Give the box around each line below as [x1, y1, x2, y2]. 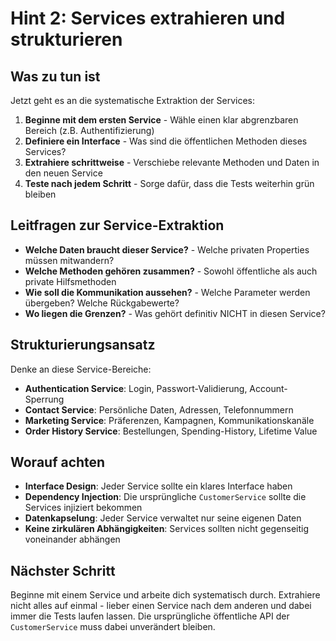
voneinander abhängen [24, 533, 121, 546]
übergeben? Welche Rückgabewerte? [24, 297, 180, 309]
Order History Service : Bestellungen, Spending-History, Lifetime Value [24, 425, 318, 437]
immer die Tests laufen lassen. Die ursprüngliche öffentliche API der [10, 610, 290, 622]
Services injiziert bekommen [24, 502, 143, 514]
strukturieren [10, 28, 123, 51]
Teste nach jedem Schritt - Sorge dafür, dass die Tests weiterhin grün [24, 178, 315, 189]
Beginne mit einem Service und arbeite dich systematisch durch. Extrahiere [10, 589, 321, 601]
